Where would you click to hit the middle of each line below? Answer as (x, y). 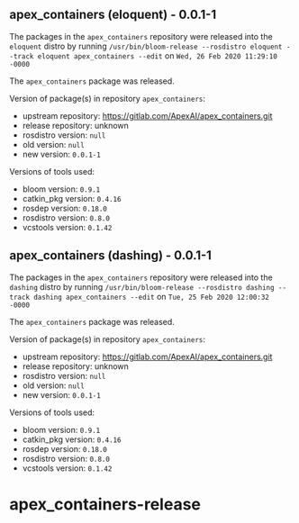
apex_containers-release (105, 504)
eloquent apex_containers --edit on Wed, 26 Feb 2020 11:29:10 (157, 55)
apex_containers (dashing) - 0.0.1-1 (110, 256)
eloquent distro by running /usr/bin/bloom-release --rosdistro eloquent (146, 46)
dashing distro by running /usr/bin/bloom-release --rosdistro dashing (142, 286)
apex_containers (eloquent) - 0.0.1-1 (113, 15)
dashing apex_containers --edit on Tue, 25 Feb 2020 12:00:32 (151, 296)
